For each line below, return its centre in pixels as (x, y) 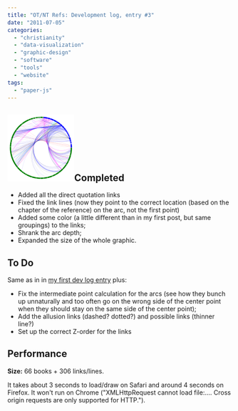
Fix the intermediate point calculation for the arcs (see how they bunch (121, 293)
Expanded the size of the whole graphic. (77, 240)
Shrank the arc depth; (50, 233)
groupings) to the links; (52, 225)
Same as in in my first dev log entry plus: (67, 280)
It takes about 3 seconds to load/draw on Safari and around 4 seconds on (116, 385)
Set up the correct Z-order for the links (74, 332)
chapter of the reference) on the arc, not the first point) (99, 210)
